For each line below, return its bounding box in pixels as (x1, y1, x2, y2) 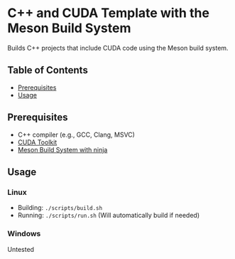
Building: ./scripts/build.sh (17, 203, 103, 212)
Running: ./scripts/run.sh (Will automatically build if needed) (17, 211, 200, 220)
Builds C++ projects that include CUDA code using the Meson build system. (7, 43, 229, 52)
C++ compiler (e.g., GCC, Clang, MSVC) (17, 130, 135, 139)
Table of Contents (7, 64, 89, 76)
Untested (7, 245, 34, 253)
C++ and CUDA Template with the (7, 5, 209, 21)
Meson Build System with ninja (17, 145, 108, 154)
